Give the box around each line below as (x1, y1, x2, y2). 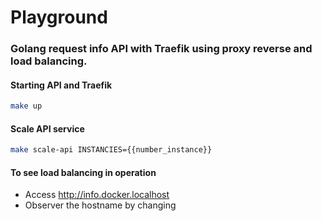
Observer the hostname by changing (24, 199, 177, 211)
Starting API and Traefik (10, 79, 113, 91)
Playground (10, 6, 108, 29)
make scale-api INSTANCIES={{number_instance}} (10, 145, 213, 155)
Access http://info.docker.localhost (24, 189, 170, 201)
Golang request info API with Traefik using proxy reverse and (10, 42, 313, 56)
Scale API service (10, 122, 85, 135)
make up (10, 101, 43, 111)
